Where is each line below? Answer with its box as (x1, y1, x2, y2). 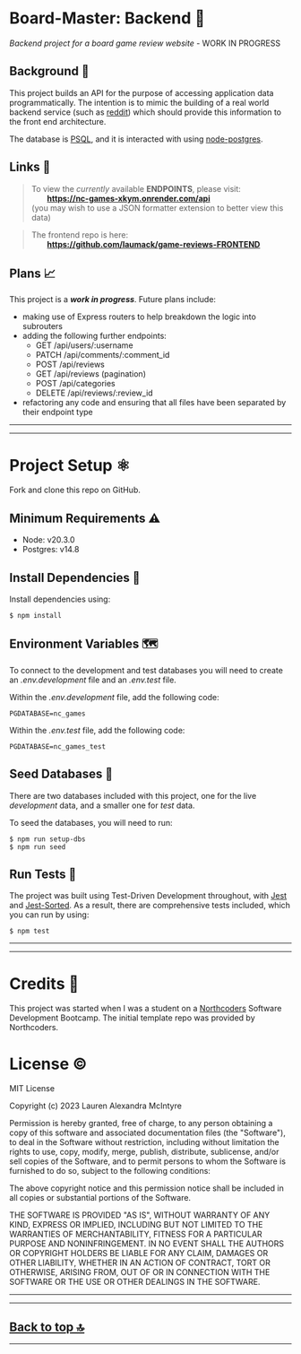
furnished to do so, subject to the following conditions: (9, 1166, 211, 1176)
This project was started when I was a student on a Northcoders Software (9, 1003, 282, 1014)
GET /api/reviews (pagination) (35, 369, 146, 379)
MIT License (9, 1083, 56, 1094)
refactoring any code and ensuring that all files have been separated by (21, 397, 287, 408)
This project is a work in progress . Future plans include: (9, 294, 217, 305)
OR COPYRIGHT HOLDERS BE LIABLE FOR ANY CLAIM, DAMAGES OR (9, 1248, 269, 1259)
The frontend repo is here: (30, 229, 128, 240)
